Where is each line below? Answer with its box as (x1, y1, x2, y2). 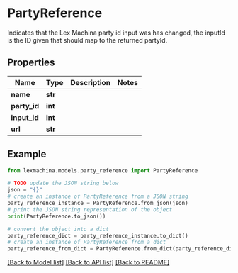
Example (7, 148, 47, 160)
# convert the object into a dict (7, 225, 110, 233)
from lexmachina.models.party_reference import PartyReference (7, 167, 198, 174)
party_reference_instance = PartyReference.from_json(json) (7, 200, 189, 207)
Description (70, 77, 111, 87)
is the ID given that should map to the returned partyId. (7, 35, 168, 44)
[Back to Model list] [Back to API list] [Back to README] (7, 258, 170, 267)
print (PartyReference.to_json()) (7, 213, 106, 220)
